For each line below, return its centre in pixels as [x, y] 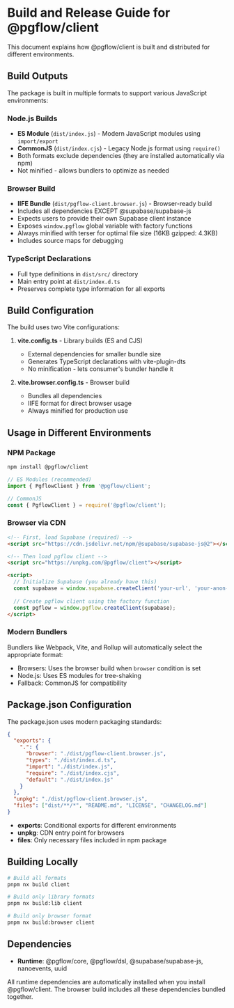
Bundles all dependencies [65, 396]
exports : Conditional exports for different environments [97, 825]
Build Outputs [38, 76]
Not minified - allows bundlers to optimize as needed [93, 171]
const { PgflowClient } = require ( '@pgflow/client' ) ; [87, 505]
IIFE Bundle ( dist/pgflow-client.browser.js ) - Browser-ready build [115, 204]
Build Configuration [50, 311]
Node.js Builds [32, 118]
